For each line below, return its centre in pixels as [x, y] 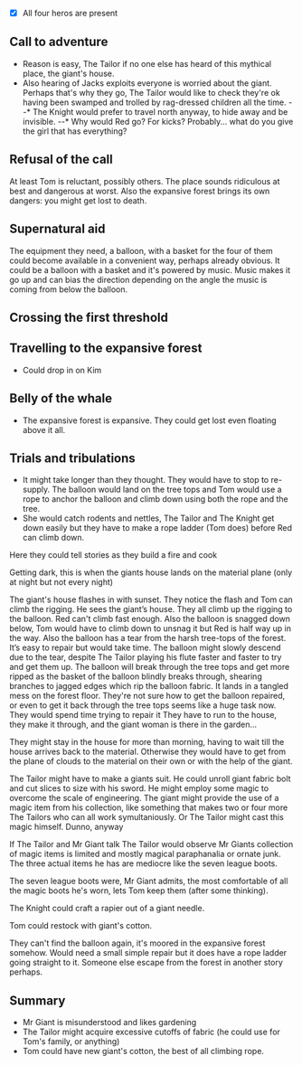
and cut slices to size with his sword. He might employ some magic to [139, 788]
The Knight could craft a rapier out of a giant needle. [107, 909]
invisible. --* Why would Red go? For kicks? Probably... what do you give [158, 121]
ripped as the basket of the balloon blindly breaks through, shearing [136, 676]
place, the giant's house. [68, 73]
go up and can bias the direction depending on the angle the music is [138, 279]
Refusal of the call [61, 160]
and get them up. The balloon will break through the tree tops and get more [150, 667]
